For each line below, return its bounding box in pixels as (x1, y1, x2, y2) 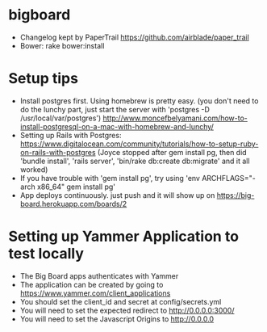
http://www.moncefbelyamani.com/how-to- (102, 113, 248, 123)
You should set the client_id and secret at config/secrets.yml (19, 296, 222, 306)
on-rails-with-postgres (19, 147, 96, 157)
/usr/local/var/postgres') (19, 113, 102, 123)
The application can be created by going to (19, 279, 164, 289)
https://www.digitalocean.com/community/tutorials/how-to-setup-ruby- (19, 139, 259, 149)
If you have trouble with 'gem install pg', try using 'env (19, 173, 200, 183)
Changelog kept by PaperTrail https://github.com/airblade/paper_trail (19, 32, 250, 42)
